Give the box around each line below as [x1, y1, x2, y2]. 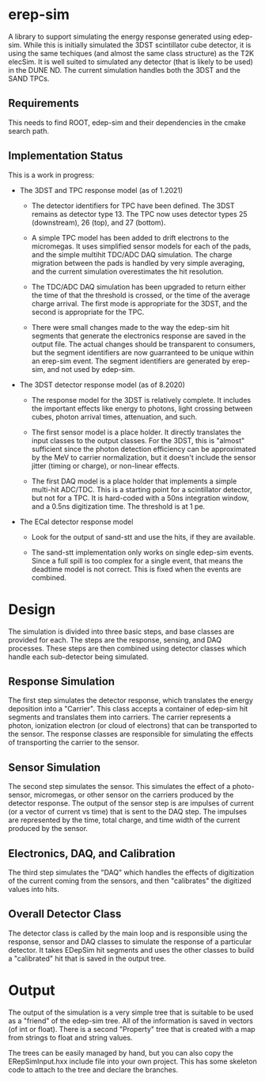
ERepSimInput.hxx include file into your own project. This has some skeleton [8, 1056, 257, 1066]
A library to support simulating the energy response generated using [8, 32, 232, 41]
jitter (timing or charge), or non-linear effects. [31, 461, 180, 470]
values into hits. [8, 884, 59, 893]
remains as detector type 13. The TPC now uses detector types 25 [31, 209, 248, 218]
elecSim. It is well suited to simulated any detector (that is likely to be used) [8, 57, 253, 66]
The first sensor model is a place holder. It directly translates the [31, 427, 241, 437]
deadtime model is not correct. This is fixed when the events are [31, 564, 241, 574]
